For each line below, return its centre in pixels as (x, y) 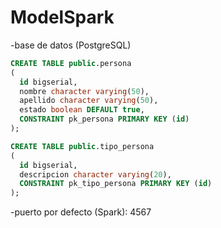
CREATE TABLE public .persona (71, 63)
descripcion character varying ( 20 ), (95, 174)
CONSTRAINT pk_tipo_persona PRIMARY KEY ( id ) (116, 184)
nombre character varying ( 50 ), (84, 91)
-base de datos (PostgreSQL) (71, 45)
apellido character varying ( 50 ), (89, 101)
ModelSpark (62, 17)
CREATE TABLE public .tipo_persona (82, 146)
